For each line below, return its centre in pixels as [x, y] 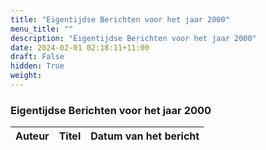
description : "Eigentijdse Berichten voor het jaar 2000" [133, 38]
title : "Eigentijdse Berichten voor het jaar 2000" [120, 19]
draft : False [37, 57]
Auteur [32, 136]
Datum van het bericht [145, 136]
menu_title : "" [42, 29]
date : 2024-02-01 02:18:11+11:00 [80, 47]
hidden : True [37, 66]
